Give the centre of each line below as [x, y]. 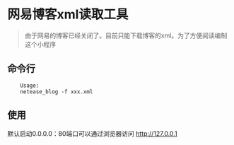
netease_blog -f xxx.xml [57, 92]
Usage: [30, 86]
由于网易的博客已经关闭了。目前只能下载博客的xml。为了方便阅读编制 [126, 35]
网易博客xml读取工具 [68, 14]
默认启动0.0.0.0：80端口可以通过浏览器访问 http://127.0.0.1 [93, 133]
